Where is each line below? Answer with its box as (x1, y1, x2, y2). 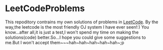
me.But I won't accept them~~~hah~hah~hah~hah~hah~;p (5, 39, 124, 45)
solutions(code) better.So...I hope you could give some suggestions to (5, 34, 146, 40)
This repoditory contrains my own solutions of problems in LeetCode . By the (5, 19, 159, 25)
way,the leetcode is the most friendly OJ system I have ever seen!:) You (5, 24, 149, 30)
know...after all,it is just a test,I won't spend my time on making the (5, 29, 139, 35)
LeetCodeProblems (5, 3, 85, 14)
